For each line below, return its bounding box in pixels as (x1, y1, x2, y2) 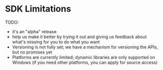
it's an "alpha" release (12, 28, 57, 34)
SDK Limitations (5, 3, 72, 14)
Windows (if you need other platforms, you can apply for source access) (12, 59, 158, 65)
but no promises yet (12, 49, 53, 55)
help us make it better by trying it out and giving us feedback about (12, 34, 147, 40)
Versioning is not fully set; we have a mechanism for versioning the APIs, (12, 44, 158, 50)
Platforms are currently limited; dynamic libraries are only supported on (12, 54, 155, 60)
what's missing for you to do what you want (12, 39, 100, 44)
